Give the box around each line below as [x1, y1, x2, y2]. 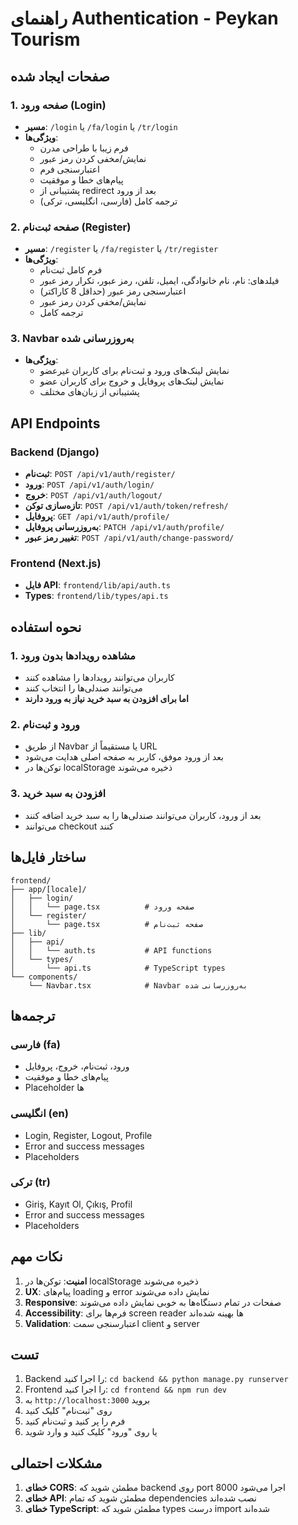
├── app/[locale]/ [10, 884, 87, 894]
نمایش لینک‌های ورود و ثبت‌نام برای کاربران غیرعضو [39, 365, 230, 377]
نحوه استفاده [10, 618, 82, 636]
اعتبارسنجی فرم [39, 163, 100, 175]
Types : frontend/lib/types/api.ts [24, 590, 169, 602]
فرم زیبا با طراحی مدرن [39, 142, 129, 154]
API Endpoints [10, 415, 101, 432]
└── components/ [10, 972, 78, 982]
